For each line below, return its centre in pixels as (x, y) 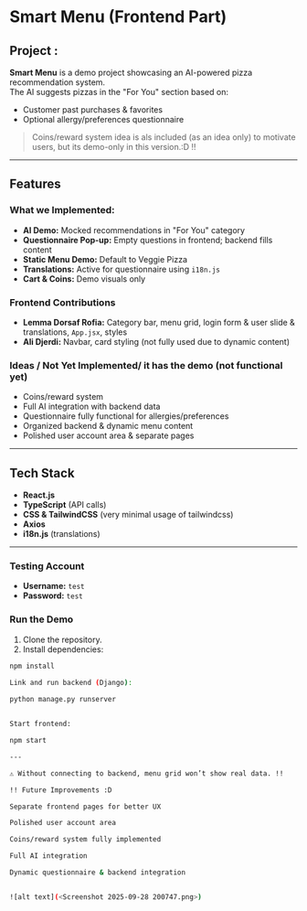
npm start (28, 741)
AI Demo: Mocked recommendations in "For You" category (133, 230)
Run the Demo (42, 619)
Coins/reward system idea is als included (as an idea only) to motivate (164, 137)
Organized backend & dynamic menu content (108, 426)
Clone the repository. (62, 639)
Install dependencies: (63, 649)
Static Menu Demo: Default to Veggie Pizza (105, 259)
